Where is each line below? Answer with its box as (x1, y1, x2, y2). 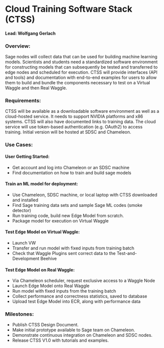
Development (12, 255, 40, 261)
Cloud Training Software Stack (5, 3, 133, 15)
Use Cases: (5, 141, 33, 148)
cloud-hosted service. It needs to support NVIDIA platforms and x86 (5, 114, 143, 120)
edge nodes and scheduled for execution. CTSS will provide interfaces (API (5, 70, 158, 75)
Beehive (40, 255, 57, 261)
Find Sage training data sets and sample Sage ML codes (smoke (12, 202, 142, 208)
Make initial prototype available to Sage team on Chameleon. (12, 327, 136, 333)
